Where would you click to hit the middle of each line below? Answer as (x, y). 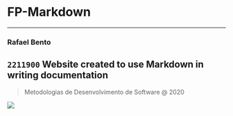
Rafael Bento (29, 42)
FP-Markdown (49, 12)
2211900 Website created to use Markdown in (106, 65)
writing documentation (58, 76)
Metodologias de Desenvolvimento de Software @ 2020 (104, 92)
